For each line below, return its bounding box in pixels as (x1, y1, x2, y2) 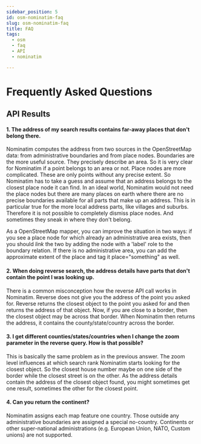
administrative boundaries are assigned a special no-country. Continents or (6, 419, 194, 426)
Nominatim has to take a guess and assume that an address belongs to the (6, 177, 192, 185)
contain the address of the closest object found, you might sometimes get (6, 378, 190, 385)
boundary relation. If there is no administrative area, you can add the (6, 247, 177, 254)
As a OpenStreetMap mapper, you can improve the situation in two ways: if (6, 227, 193, 235)
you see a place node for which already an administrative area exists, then (6, 234, 191, 241)
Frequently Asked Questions (6, 85, 153, 98)
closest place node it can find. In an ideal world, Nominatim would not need (6, 184, 194, 191)
